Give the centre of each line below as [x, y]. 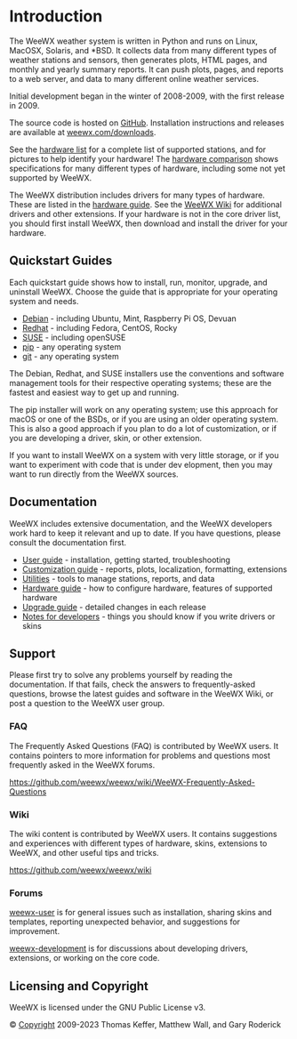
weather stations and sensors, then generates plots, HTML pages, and [138, 60]
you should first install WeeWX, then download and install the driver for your [148, 223]
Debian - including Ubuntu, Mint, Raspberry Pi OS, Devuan [129, 318]
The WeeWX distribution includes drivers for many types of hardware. [137, 195]
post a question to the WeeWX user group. [87, 704]
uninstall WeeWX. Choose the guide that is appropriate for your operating [144, 292]
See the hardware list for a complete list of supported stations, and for [138, 149]
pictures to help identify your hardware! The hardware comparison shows [144, 158]
